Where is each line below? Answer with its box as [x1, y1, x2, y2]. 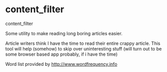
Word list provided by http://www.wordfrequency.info [5, 61, 117, 67]
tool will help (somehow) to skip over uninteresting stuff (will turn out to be [5, 45, 162, 52]
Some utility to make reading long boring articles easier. [5, 30, 123, 36]
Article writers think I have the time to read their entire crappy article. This [5, 40, 161, 46]
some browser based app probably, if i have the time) [5, 51, 118, 57]
